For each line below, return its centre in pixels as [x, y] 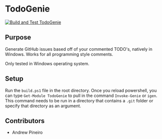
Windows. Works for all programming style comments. [59, 54]
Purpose [18, 37]
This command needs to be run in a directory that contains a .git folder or [79, 100]
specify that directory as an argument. [43, 106]
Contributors [25, 121]
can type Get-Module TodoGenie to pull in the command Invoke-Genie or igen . [81, 96]
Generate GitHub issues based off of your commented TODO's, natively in [79, 49]
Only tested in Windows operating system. [47, 63]
